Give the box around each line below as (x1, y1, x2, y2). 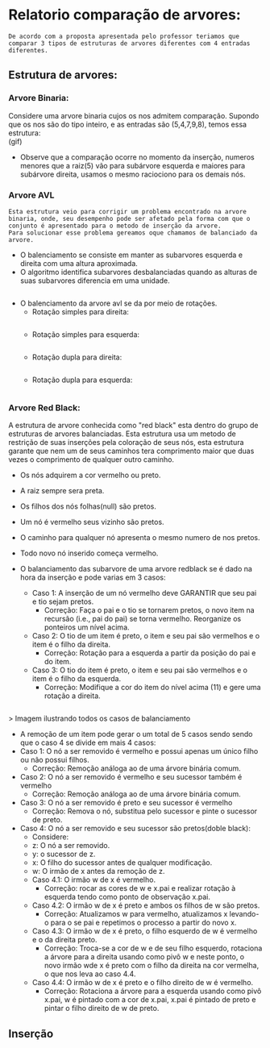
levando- (229, 909, 260, 919)
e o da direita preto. (31, 935, 98, 945)
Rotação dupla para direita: (31, 352, 123, 362)
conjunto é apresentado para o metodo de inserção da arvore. (8, 222, 222, 230)
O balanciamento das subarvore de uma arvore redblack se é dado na (19, 564, 252, 574)
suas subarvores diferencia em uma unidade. (19, 276, 171, 285)
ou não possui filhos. (19, 755, 90, 765)
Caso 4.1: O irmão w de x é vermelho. (31, 875, 156, 884)
